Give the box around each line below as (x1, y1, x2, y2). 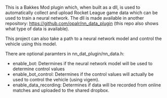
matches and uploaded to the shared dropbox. (12, 87, 110, 93)
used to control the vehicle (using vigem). (12, 77, 100, 82)
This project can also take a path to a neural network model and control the (5, 35, 162, 41)
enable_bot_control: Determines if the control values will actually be (12, 71, 154, 77)
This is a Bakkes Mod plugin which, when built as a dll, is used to (5, 5, 141, 10)
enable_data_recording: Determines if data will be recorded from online (12, 82, 161, 88)
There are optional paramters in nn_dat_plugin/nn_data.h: (5, 51, 124, 57)
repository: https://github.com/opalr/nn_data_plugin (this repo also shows (5, 20, 158, 26)
